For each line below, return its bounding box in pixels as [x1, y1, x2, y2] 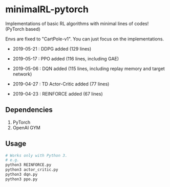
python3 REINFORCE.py [5, 162, 52, 168]
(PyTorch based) [5, 26, 40, 32]
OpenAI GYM [12, 124, 41, 131]
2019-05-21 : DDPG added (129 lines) [12, 45, 92, 52]
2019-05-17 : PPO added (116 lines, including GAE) [12, 55, 119, 62]
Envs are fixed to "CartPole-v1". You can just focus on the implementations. [5, 36, 164, 42]
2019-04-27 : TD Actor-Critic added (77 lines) [12, 81, 110, 87]
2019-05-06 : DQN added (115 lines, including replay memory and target [12, 65, 165, 72]
